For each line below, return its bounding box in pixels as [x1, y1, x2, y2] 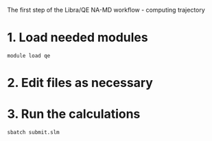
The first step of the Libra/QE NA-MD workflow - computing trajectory [7, 6, 206, 14]
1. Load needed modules [7, 30, 149, 45]
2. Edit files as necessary [7, 75, 153, 91]
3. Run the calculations [7, 106, 141, 122]
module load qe [7, 52, 51, 59]
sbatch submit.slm [7, 129, 60, 136]
